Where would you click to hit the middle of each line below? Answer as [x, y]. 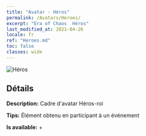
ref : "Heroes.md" [29, 40]
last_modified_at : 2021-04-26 [45, 29]
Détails [20, 89]
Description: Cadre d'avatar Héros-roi [55, 103]
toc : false [20, 47]
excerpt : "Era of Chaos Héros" [48, 23]
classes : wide [25, 52]
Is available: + [25, 127]
